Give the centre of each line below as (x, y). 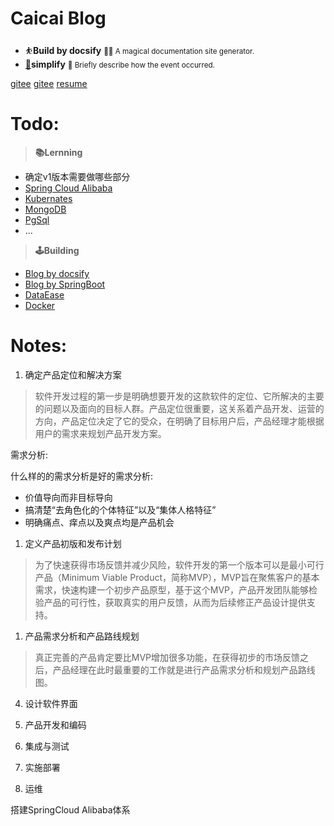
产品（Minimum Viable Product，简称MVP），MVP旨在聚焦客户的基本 (177, 577)
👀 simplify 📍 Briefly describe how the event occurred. (119, 64)
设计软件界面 (51, 703)
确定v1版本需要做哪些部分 (77, 176)
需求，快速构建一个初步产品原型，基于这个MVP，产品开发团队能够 (172, 589)
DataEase (44, 294)
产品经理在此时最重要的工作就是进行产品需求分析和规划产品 (175, 669)
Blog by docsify (57, 273)
